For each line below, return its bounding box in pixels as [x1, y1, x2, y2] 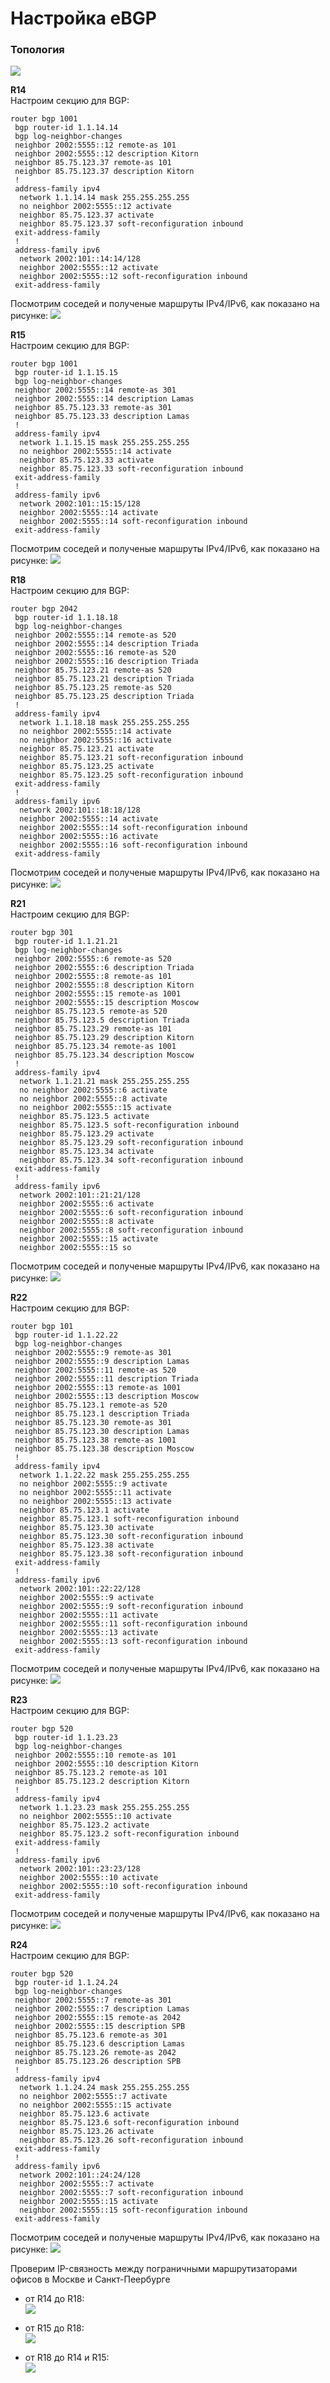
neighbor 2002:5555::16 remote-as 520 [14, 648, 177, 658]
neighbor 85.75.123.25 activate [19, 762, 155, 772]
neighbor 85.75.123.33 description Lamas [14, 412, 190, 422]
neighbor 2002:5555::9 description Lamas [14, 1357, 190, 1367]
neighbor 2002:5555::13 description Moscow [14, 1392, 199, 1402]
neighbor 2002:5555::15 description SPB [14, 2022, 186, 2032]
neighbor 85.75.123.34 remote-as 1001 [14, 1042, 177, 1052]
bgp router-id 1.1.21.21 [14, 937, 118, 947]
